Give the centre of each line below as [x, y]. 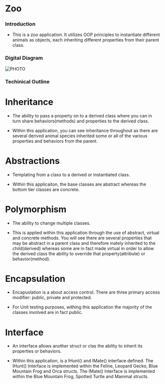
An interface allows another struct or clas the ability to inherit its [77, 346]
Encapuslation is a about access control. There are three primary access [86, 292]
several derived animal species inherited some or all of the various [80, 136]
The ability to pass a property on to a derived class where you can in [82, 115]
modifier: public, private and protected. [52, 298]
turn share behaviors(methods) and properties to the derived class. [81, 121]
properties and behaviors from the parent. [55, 141]
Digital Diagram [24, 58]
